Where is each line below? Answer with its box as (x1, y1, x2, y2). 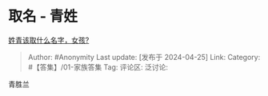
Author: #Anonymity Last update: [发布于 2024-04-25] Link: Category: (27, 52, 261, 62)
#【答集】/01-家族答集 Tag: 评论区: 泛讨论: (27, 62, 169, 72)
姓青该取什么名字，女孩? (8, 35, 90, 45)
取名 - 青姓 (8, 7, 78, 26)
